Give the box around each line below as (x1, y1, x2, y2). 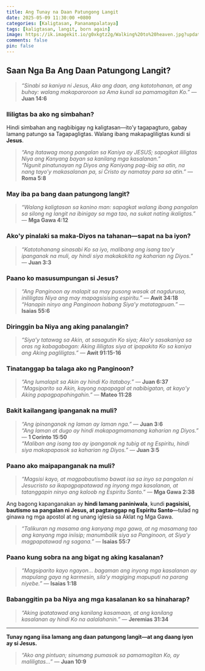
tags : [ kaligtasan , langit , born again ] (6, 26, 111, 32)
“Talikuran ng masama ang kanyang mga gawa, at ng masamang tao (21, 525, 198, 533)
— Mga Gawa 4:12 (21, 217, 69, 224)
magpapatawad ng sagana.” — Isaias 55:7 (21, 538, 131, 545)
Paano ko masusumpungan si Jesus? (6, 274, 119, 282)
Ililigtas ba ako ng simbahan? (6, 110, 95, 118)
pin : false (6, 43, 34, 49)
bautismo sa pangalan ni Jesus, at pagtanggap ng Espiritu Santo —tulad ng (6, 507, 199, 514)
